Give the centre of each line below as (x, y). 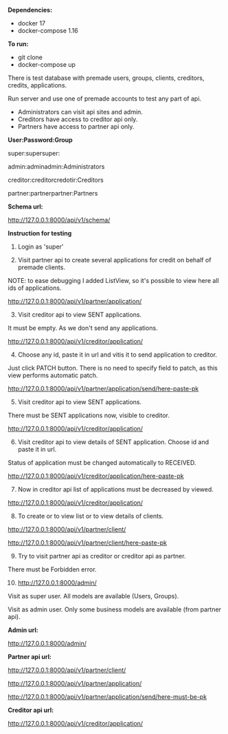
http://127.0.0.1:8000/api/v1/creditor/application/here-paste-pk (96, 476)
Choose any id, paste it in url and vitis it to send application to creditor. (117, 355)
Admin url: (23, 630)
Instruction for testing (40, 233)
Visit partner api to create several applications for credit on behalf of (114, 260)
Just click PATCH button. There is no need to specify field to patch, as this (113, 368)
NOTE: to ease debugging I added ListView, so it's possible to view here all (113, 281)
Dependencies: (30, 10)
